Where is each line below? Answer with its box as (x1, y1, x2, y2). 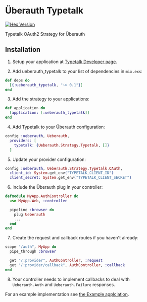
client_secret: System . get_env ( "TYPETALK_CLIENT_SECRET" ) (9, 175, 132, 180)
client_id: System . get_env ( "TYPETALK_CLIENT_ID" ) (9, 170, 114, 176)
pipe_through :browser (9, 249, 56, 254)
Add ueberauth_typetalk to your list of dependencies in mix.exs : (12, 68, 143, 74)
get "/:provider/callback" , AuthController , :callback (9, 262, 125, 268)
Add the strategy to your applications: (12, 96, 90, 102)
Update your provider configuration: (12, 156, 86, 162)
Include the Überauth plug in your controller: (12, 184, 103, 190)
